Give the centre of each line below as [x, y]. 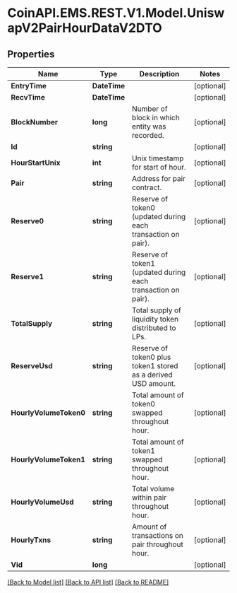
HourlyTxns [31, 540]
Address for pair [158, 178]
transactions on [157, 535]
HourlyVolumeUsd [42, 502]
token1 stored [155, 366]
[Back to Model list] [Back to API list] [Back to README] [88, 582]
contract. [147, 187]
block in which [156, 118]
